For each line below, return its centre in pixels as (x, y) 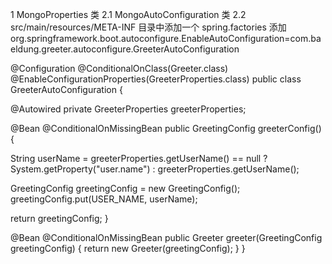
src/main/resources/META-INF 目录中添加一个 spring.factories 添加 (148, 27)
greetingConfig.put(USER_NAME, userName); (104, 199)
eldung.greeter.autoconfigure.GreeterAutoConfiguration (125, 49)
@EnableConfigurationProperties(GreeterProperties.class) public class (156, 79)
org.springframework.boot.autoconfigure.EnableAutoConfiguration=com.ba (166, 38)
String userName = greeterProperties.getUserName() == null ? (139, 158)
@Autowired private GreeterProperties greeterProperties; (128, 109)
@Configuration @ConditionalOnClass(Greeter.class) (119, 68)
